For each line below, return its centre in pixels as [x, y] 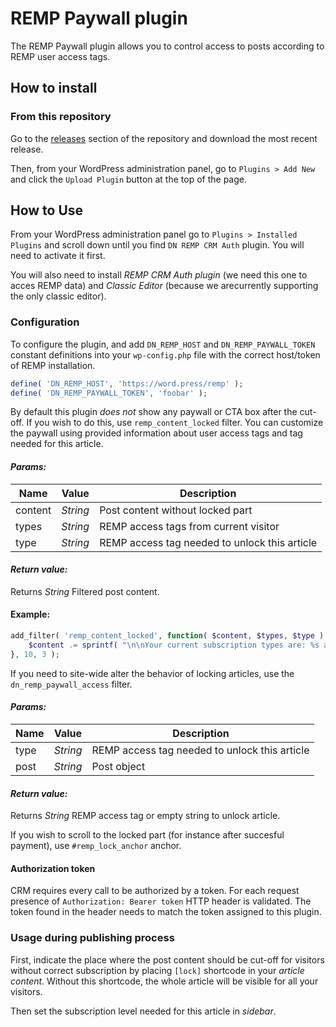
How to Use [47, 210]
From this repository [61, 117]
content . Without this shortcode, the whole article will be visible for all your [164, 981]
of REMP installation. [53, 365]
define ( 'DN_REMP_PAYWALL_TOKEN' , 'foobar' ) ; [109, 393]
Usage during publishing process [92, 938]
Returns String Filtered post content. [85, 591]
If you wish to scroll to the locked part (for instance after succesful [147, 835]
